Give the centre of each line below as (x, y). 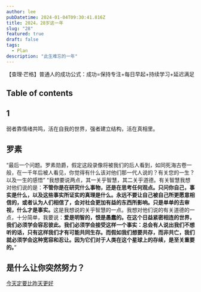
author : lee (21, 12)
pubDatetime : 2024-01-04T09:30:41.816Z (56, 17)
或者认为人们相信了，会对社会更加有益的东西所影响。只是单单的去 (103, 202)
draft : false (22, 39)
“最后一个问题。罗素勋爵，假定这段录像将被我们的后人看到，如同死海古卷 (97, 165)
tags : (13, 45)
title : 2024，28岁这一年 (35, 23)
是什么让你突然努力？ (45, 268)
